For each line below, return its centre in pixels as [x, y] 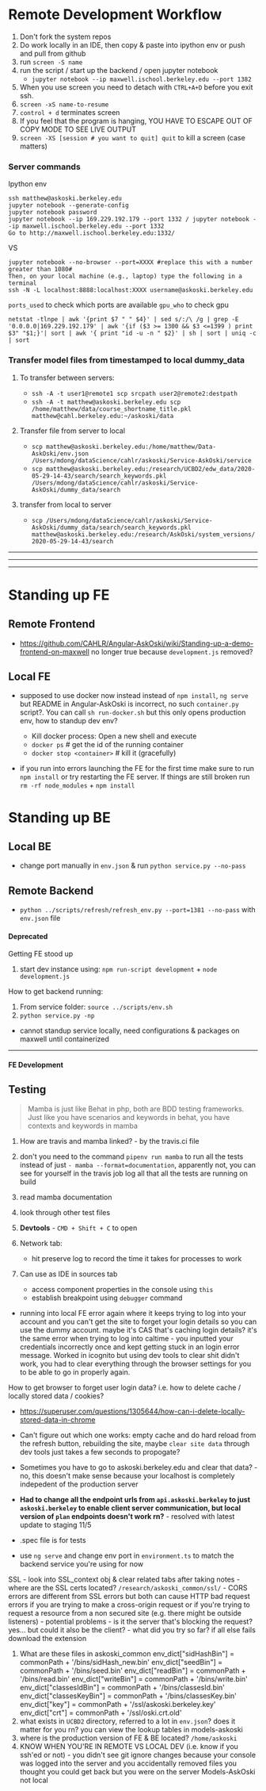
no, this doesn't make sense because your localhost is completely [127, 1475]
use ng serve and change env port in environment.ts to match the [127, 1555]
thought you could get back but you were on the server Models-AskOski [137, 1771]
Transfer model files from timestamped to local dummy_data [127, 360]
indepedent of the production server [79, 1484]
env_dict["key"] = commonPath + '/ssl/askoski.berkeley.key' [118, 1704]
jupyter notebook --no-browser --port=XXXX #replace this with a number [131, 263]
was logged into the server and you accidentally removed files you [128, 1763]
